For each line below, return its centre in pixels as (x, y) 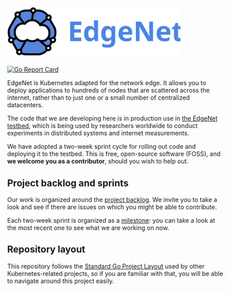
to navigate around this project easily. (61, 281)
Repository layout (46, 249)
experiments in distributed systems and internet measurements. (98, 133)
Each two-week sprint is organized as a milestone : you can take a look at (111, 221)
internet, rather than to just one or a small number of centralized (99, 98)
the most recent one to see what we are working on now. (88, 228)
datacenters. (25, 105)
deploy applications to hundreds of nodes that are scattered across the (108, 91)
